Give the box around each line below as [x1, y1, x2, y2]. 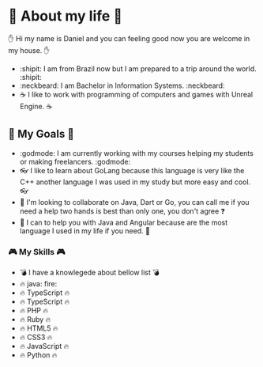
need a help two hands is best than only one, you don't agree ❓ [19, 206, 225, 216]
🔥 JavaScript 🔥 [19, 342, 70, 351]
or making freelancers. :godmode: [19, 157, 131, 166]
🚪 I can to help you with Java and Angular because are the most [19, 218, 228, 227]
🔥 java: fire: [19, 279, 58, 289]
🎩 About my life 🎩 [8, 7, 123, 25]
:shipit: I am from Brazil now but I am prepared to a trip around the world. [19, 63, 257, 74]
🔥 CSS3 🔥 [19, 332, 53, 342]
